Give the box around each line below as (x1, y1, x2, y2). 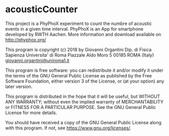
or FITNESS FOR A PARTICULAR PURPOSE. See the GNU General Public (5, 104, 156, 110)
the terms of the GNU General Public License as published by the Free (5, 72, 152, 78)
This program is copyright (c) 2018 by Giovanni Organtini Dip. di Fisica (5, 46, 152, 52)
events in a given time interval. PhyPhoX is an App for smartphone (5, 25, 144, 32)
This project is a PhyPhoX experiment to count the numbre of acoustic (5, 20, 152, 26)
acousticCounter (5, 4, 78, 15)
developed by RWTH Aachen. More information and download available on (5, 31, 161, 37)
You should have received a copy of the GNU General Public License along (5, 119, 161, 125)
